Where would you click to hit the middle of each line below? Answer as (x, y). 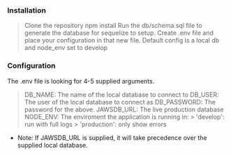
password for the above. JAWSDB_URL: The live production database (124, 109)
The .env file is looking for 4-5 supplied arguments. (81, 81)
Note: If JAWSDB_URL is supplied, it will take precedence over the (112, 137)
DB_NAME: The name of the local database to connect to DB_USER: (121, 94)
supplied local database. (53, 145)
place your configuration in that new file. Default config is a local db (122, 40)
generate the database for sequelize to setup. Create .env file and (119, 33)
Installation (27, 10)
